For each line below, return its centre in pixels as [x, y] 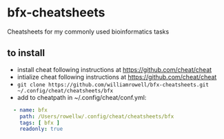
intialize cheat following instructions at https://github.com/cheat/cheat [117, 77]
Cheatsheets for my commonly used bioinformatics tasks [88, 31]
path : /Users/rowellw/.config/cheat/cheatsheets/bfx [97, 116]
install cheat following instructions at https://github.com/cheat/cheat [114, 69]
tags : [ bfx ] [40, 123]
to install [26, 53]
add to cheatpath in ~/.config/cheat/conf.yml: [82, 97]
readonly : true [41, 129]
